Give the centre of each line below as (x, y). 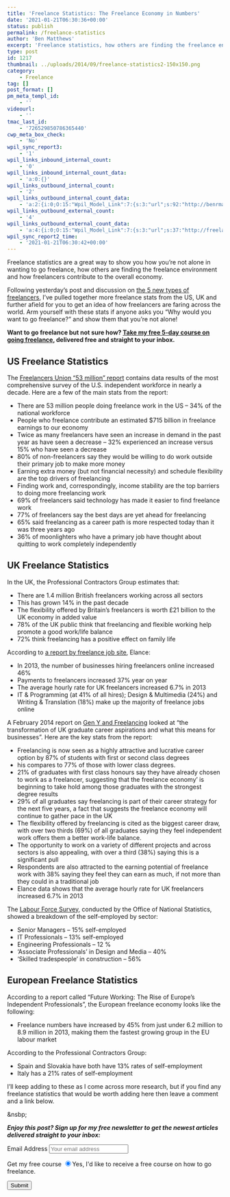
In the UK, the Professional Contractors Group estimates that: (93, 582)
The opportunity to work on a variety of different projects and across (114, 845)
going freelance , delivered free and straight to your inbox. (91, 340)
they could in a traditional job (58, 881)
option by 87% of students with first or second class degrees (103, 757)
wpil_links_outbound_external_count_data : (68, 223)
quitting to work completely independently (77, 544)
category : (21, 71)
